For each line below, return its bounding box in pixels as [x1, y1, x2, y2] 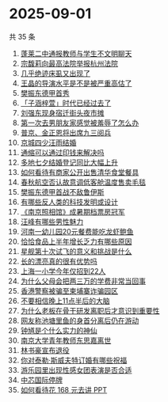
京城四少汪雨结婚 [20, 138, 77, 147]
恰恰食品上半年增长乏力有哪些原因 [20, 237, 132, 246]
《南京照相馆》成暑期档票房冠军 [20, 207, 125, 216]
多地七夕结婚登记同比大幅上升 [20, 157, 118, 167]
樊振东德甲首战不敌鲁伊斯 [20, 187, 105, 196]
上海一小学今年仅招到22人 [20, 266, 106, 275]
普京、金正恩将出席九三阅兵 [20, 127, 112, 137]
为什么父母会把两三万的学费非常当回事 [20, 276, 146, 286]
